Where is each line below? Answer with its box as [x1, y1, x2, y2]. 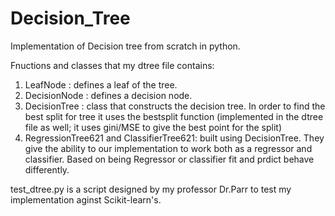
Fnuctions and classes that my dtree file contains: [10, 59, 215, 71]
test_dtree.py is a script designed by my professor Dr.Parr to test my [10, 183, 292, 195]
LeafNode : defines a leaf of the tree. [24, 78, 178, 91]
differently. [24, 163, 70, 176]
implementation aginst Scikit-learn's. [10, 193, 162, 206]
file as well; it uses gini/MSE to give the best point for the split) [24, 121, 283, 133]
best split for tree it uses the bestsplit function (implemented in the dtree [24, 110, 324, 122]
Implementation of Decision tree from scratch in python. [10, 40, 241, 52]
